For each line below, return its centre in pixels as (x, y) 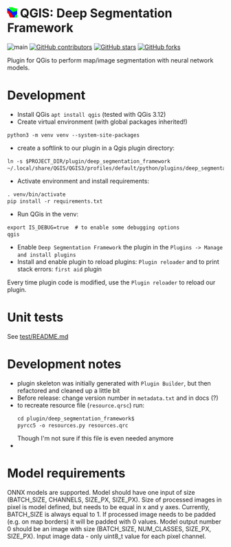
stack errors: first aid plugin (59, 269)
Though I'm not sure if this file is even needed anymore (95, 438)
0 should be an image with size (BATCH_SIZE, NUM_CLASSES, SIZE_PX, (109, 528)
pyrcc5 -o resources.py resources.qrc (73, 425)
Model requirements (66, 473)
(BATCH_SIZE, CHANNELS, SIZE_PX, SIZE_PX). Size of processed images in (114, 500)
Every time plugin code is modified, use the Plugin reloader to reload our (111, 282)
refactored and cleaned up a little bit (68, 390)
